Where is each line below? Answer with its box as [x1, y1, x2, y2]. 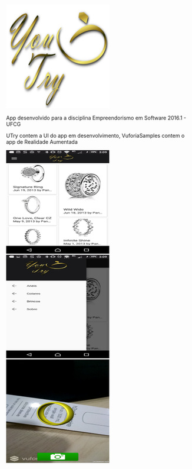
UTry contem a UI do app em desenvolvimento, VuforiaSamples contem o [6, 132, 185, 139]
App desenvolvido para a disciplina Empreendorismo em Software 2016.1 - [6, 114, 187, 121]
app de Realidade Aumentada [6, 138, 78, 145]
